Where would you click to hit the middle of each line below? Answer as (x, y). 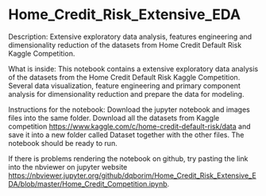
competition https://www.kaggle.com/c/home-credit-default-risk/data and (130, 126)
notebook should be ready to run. (63, 143)
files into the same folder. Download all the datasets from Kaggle (114, 117)
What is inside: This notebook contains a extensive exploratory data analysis (133, 68)
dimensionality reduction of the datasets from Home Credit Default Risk (125, 44)
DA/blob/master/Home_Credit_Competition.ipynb (88, 183)
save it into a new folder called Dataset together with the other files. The (126, 135)
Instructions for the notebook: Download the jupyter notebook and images (129, 110)
